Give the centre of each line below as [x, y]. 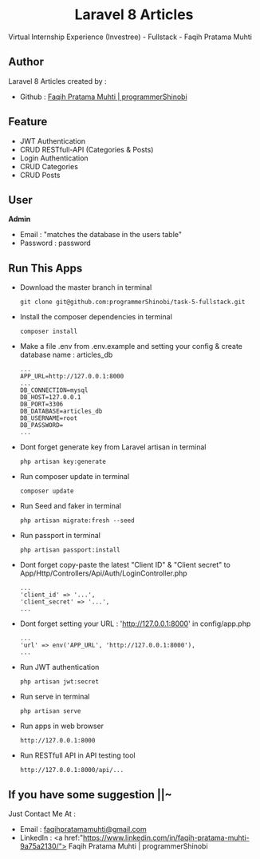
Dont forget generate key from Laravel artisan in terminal [113, 447]
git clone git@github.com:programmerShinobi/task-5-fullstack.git [132, 302]
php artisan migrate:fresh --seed [77, 521]
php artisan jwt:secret [59, 682]
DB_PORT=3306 [41, 405]
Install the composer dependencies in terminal [96, 317]
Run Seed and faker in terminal [71, 506]
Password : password [55, 243]
